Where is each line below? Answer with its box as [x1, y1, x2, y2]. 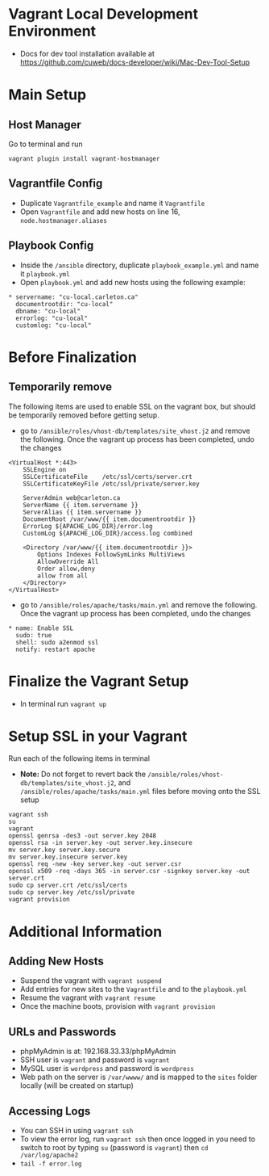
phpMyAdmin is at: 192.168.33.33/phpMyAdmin [19, 1047, 176, 1056]
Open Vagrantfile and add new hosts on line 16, [19, 207, 180, 216]
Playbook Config [8, 239, 94, 253]
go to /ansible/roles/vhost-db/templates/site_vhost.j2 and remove [19, 426, 250, 435]
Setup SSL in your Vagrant [8, 727, 188, 745]
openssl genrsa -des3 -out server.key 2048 [8, 832, 157, 840]
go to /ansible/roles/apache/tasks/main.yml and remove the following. [19, 599, 258, 610]
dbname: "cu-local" [15, 307, 81, 315]
